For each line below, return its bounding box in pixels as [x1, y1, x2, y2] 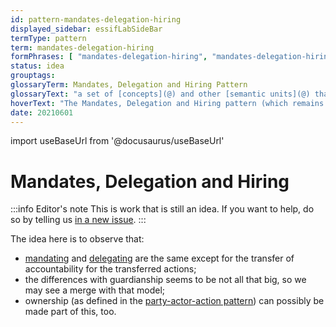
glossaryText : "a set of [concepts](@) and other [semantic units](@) [10, 89, 311, 99]
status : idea [10, 61, 65, 71]
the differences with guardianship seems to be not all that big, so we [24, 274, 307, 286]
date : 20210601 [10, 107, 74, 118]
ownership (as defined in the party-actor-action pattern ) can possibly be [24, 295, 325, 307]
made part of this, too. [24, 306, 117, 318]
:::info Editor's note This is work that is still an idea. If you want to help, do [10, 203, 315, 215]
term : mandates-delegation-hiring [10, 42, 155, 53]
